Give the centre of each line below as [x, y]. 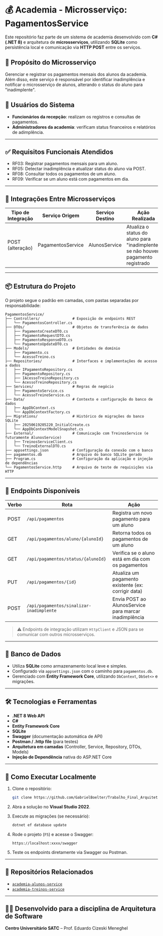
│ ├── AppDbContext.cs [30, 408]
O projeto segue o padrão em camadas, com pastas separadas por [72, 300]
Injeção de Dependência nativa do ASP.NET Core [62, 757]
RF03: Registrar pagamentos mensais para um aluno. [65, 164]
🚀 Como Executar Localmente [51, 777]
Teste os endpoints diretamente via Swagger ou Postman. [70, 852]
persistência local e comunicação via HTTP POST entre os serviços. [73, 47]
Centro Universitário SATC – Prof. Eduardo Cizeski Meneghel [66, 928]
